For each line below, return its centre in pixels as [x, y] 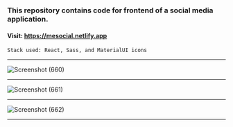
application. [28, 19]
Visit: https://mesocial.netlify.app [57, 35]
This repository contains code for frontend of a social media [110, 10]
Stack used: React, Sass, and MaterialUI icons [77, 51]
